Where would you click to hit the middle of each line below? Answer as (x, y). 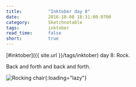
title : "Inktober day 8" (48, 11)
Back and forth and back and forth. (48, 67)
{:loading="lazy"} (66, 78)
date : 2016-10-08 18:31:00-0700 (59, 17)
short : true (33, 39)
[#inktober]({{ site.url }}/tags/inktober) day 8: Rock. (68, 55)
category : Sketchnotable (44, 22)
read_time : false (34, 33)
